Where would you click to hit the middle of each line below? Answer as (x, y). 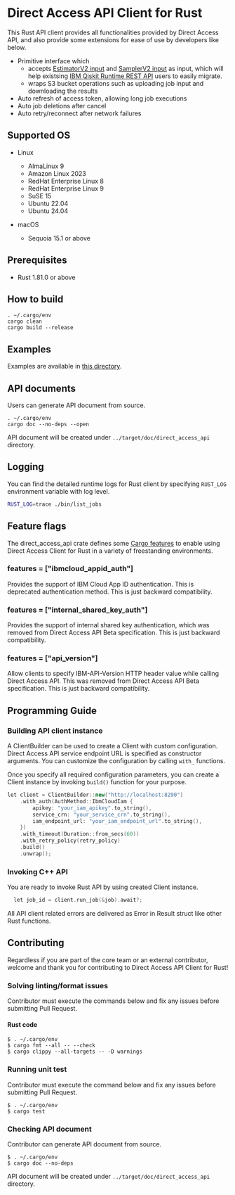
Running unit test (37, 1069)
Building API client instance (55, 731)
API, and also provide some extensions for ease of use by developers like (113, 39)
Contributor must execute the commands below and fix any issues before (113, 1001)
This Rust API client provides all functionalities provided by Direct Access (113, 32)
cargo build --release (40, 328)
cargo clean (25, 321)
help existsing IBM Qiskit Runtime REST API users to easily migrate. (125, 76)
